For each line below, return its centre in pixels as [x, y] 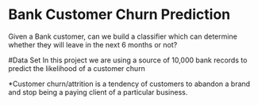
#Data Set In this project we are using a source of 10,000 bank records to [128, 60]
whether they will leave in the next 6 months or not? [93, 44]
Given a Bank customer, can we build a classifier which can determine [123, 36]
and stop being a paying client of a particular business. [98, 92]
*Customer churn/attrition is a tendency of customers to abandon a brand [129, 84]
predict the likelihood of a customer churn [77, 68]
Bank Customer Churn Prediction [119, 15]
